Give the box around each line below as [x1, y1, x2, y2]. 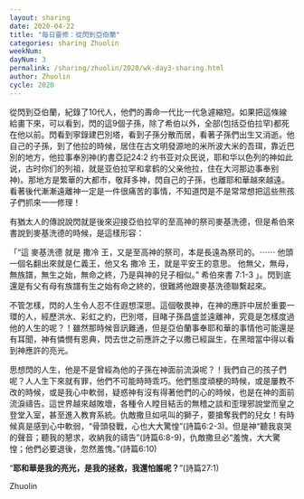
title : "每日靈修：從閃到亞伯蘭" [9, 30, 120, 39]
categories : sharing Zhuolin [9, 38, 119, 48]
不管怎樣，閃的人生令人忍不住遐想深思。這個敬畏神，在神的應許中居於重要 [9, 299, 287, 310]
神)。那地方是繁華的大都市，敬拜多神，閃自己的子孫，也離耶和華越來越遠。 [9, 174, 290, 185]
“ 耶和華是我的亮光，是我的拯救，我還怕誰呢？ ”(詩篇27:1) [9, 462, 220, 473]
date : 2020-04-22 [9, 22, 75, 31]
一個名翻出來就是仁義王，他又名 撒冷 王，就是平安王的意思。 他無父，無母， [9, 258, 294, 268]
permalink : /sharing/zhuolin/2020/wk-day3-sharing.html [9, 64, 224, 73]
